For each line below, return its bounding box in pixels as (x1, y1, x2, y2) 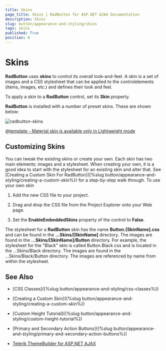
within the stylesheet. (5, 258, 49, 264)
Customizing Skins (5, 142, 65, 151)
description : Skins (5, 16, 46, 21)
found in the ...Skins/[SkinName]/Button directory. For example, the (5, 237, 146, 243)
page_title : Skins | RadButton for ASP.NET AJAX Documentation (5, 12, 140, 17)
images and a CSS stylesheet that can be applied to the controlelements (5, 78, 154, 84)
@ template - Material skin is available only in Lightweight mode (5, 128, 135, 134)
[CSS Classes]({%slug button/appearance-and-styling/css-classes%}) (12, 286, 159, 292)
